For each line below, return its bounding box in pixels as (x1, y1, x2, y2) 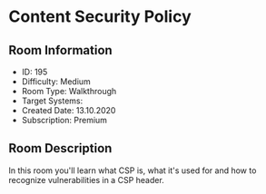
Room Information (8, 43, 113, 58)
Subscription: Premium (21, 115, 108, 125)
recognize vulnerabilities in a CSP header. (8, 174, 164, 185)
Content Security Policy (8, 6, 192, 27)
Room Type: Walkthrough (21, 86, 117, 96)
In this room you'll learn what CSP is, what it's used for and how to (8, 165, 257, 176)
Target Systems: (21, 95, 84, 106)
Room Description (8, 141, 113, 156)
